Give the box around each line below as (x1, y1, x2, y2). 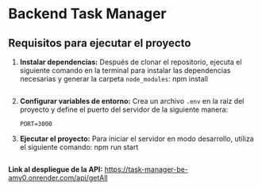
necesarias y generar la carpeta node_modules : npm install (19, 74, 209, 83)
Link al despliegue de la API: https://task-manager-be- (8, 165, 189, 174)
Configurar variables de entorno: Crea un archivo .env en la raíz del (19, 97, 245, 105)
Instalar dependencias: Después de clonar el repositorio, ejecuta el (19, 57, 242, 66)
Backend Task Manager (8, 5, 167, 23)
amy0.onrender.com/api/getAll (8, 173, 108, 182)
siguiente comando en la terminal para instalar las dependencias (19, 66, 231, 75)
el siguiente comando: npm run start (19, 142, 139, 151)
